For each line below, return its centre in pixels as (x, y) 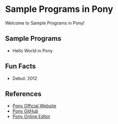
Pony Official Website (34, 106)
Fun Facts (21, 66)
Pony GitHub (25, 111)
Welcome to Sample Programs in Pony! (45, 23)
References (23, 94)
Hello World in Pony (32, 50)
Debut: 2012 (25, 78)
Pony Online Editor (31, 117)
